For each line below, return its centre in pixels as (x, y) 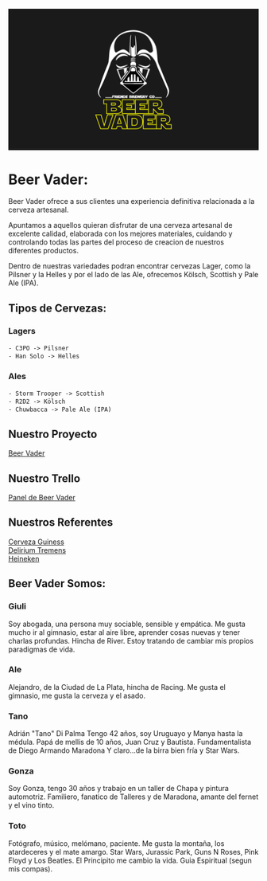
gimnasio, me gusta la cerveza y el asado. (77, 695)
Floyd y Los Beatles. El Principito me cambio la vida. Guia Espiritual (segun (130, 860)
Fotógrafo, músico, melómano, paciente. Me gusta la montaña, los (116, 843)
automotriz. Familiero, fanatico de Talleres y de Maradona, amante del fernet (133, 797)
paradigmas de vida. (42, 649)
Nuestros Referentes (61, 523)
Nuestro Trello (44, 478)
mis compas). (31, 868)
